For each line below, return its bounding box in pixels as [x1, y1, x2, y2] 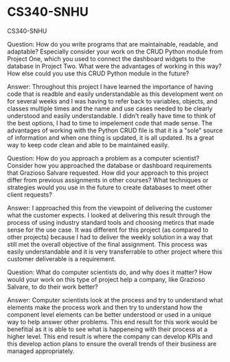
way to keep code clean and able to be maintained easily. [7, 141, 170, 149]
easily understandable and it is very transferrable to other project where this [7, 248, 222, 256]
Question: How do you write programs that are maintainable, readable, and [7, 40, 218, 48]
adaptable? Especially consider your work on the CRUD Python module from [7, 47, 223, 56]
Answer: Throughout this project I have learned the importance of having [7, 82, 214, 90]
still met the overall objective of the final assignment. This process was [7, 240, 208, 248]
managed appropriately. [7, 347, 75, 355]
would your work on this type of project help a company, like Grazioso [7, 275, 205, 283]
